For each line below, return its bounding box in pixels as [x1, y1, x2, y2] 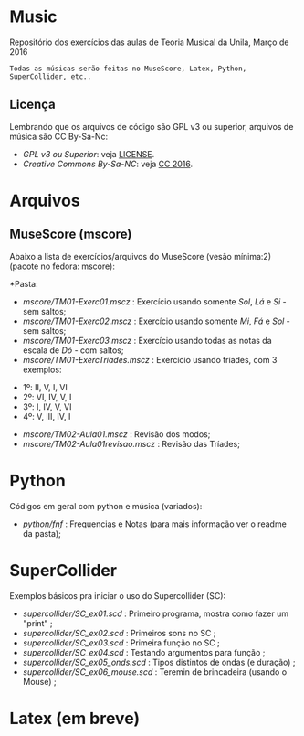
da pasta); [22, 528, 61, 539]
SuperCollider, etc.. [9, 71, 92, 81]
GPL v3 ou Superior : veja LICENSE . [22, 148, 155, 159]
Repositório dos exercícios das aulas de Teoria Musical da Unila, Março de [9, 37, 289, 48]
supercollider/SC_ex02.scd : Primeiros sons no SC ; [22, 627, 216, 638]
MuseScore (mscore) [9, 227, 132, 242]
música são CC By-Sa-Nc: [9, 131, 109, 142]
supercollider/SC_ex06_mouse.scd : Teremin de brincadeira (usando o [22, 666, 288, 677]
